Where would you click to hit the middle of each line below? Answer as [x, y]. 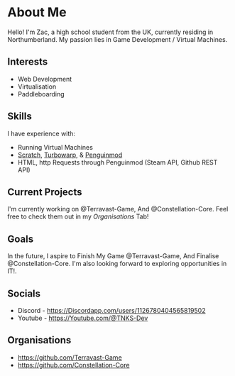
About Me [37, 12]
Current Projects [45, 192]
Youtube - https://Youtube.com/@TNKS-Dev [83, 318]
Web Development [45, 79]
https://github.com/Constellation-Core [73, 365]
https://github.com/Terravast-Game [70, 357]
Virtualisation [37, 87]
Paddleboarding [41, 94]
